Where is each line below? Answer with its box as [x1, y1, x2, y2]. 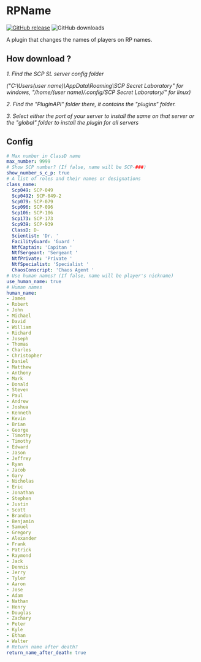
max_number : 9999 [6, 158, 51, 165]
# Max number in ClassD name [6, 153, 81, 159]
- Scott [6, 507, 26, 513]
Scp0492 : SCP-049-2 [12, 193, 62, 199]
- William [6, 324, 32, 330]
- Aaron [6, 581, 26, 587]
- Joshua [6, 404, 29, 410]
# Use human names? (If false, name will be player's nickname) [6, 273, 174, 279]
